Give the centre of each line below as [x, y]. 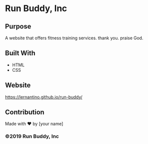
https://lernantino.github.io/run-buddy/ [44, 97]
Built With [20, 53]
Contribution [25, 112]
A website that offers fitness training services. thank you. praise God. [74, 38]
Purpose [18, 26]
